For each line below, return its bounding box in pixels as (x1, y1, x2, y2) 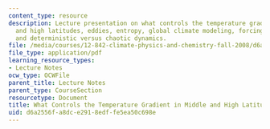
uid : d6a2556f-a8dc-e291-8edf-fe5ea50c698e (8, 109, 157, 117)
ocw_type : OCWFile (8, 71, 70, 79)
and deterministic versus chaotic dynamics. (15, 34, 167, 42)
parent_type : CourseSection (8, 86, 103, 95)
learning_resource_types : (8, 57, 95, 65)
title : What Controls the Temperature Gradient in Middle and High (8, 101, 239, 109)
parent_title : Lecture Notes (8, 79, 106, 87)
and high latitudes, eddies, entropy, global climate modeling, (15, 26, 235, 34)
